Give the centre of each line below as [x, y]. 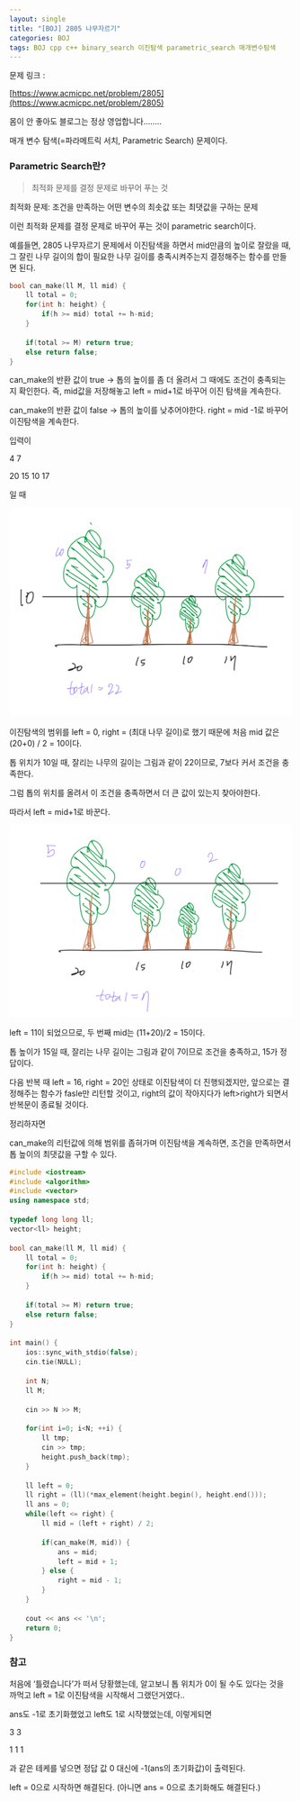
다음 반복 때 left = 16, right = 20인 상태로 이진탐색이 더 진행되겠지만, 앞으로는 [145, 1082]
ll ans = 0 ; [48, 1505]
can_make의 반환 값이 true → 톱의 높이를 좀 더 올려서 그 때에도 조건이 [132, 380]
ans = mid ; [78, 1552]
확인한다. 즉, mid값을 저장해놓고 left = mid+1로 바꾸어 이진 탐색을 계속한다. [150, 391]
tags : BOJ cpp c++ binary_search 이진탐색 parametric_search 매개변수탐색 [143, 48]
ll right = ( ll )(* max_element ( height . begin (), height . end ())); [146, 1495]
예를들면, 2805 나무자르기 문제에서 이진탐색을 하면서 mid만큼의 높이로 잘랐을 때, [150, 245]
